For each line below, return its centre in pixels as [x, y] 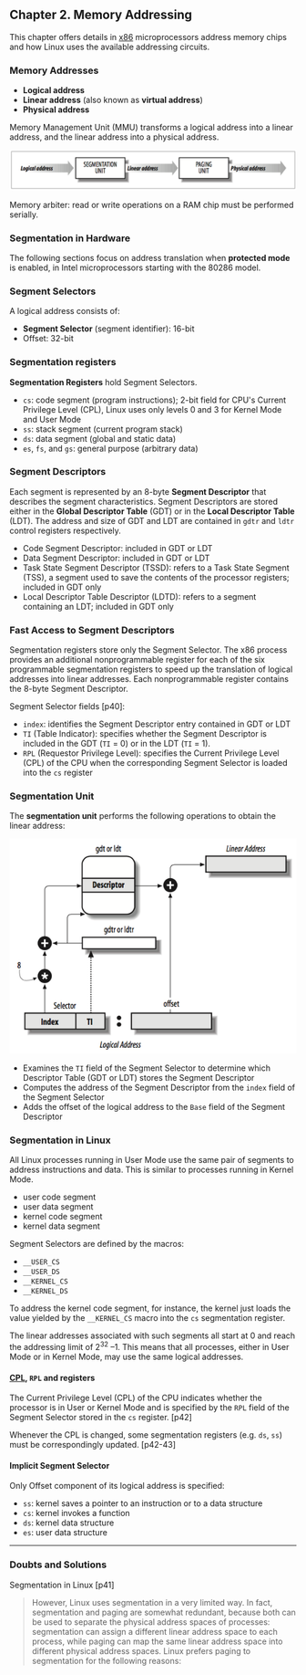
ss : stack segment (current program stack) [103, 429]
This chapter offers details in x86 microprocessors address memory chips [148, 37]
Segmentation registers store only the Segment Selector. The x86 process [148, 650]
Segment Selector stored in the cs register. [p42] [101, 1418]
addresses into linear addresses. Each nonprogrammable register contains [149, 679]
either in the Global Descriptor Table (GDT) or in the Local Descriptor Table [152, 511]
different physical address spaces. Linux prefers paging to [141, 1650]
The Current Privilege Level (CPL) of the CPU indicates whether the [136, 1398]
